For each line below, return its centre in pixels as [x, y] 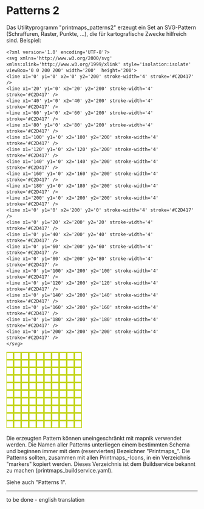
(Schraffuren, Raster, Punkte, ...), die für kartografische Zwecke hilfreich [97, 33]
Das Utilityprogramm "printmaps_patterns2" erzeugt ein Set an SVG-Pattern [101, 27]
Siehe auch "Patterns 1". [36, 482]
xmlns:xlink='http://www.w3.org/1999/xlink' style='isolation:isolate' [99, 64]
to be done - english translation [46, 499]
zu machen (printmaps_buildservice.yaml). [60, 470]
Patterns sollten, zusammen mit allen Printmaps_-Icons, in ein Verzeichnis [99, 457]
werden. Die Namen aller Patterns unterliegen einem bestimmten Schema [98, 445]
